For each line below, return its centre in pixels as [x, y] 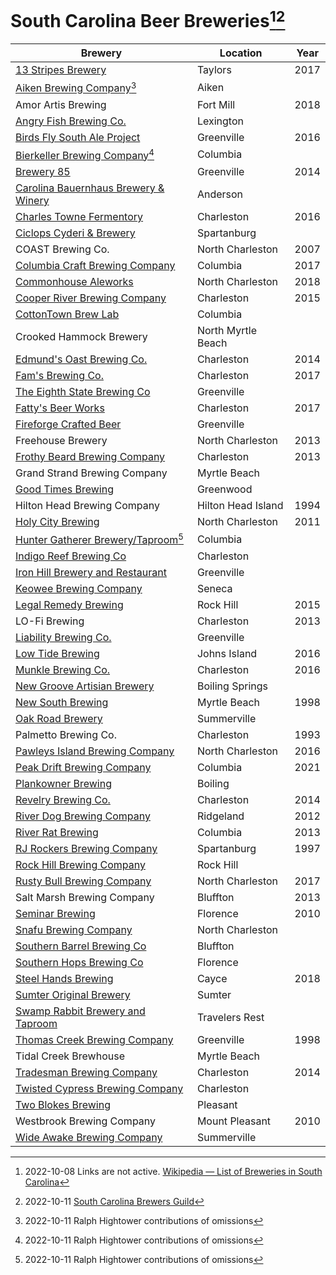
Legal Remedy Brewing [69, 605]
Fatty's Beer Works [60, 408]
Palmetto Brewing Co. [66, 735]
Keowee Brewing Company [79, 589]
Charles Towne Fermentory [79, 216]
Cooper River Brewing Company [91, 298]
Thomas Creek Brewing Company [94, 1040]
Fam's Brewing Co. [59, 375]
